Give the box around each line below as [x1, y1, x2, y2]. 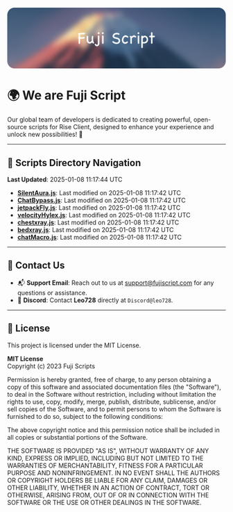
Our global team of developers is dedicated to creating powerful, [7, 115, 192, 124]
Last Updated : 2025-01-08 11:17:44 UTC [7, 175, 123, 184]
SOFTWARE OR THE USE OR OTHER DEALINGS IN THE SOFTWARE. [7, 498, 202, 506]
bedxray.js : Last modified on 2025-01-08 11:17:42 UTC [17, 226, 175, 234]
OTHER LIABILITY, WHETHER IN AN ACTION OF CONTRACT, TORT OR [7, 484, 209, 492]
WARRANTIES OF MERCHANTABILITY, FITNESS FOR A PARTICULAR [7, 461, 203, 470]
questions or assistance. [17, 288, 88, 297]
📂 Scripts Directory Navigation [7, 157, 141, 169]
